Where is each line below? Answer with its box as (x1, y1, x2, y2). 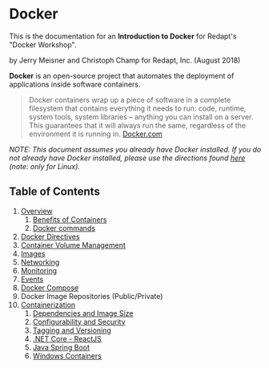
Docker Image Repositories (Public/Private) (20, 291, 163, 301)
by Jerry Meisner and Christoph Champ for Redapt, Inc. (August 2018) (9, 55, 241, 65)
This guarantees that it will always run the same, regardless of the (28, 120, 247, 130)
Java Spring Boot (32, 342, 90, 352)
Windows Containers (32, 350, 102, 361)
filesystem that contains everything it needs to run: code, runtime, (28, 103, 247, 113)
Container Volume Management (20, 240, 126, 249)
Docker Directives (20, 232, 80, 241)
